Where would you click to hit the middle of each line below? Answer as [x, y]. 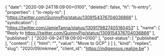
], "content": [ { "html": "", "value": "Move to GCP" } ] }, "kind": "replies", [79, 43]
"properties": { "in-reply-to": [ [35, 12]
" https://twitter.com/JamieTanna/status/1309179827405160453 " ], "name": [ [82, 28]
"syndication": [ [21, 22]
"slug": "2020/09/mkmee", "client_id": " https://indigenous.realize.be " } [77, 48]
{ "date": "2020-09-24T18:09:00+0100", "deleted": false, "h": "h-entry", [78, 7]
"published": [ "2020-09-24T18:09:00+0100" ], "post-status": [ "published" [82, 38]
